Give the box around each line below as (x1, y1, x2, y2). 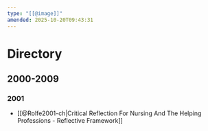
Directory (7, 46, 62, 62)
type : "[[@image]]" (7, 10, 63, 17)
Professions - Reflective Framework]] (16, 117, 124, 125)
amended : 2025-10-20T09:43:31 (7, 16, 94, 23)
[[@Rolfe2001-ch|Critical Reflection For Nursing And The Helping (16, 109, 202, 117)
